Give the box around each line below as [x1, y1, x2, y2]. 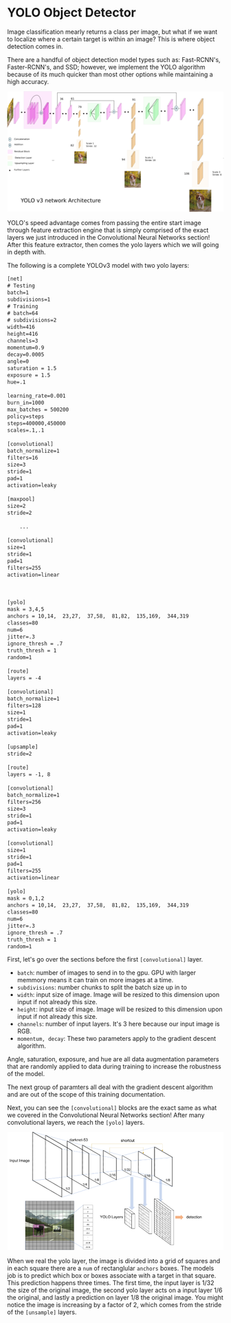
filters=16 [7, 454, 38, 461]
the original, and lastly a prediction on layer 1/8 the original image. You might [7, 1293, 223, 1302]
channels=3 [7, 337, 38, 344]
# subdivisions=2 [7, 317, 57, 324]
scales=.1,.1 [7, 427, 45, 434]
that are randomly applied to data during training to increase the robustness [7, 1062, 221, 1070]
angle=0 [7, 358, 30, 365]
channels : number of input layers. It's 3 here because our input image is [16, 1019, 220, 1028]
